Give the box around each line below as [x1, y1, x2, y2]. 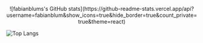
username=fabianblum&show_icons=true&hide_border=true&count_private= [6, 12, 198, 19]
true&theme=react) [78, 18, 126, 25]
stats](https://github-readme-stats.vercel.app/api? [68, 5, 195, 12]
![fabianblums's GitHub [9, 5, 67, 12]
